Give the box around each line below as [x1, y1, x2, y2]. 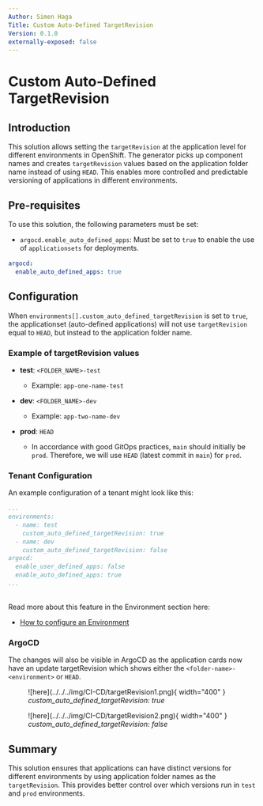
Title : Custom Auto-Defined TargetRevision [8, 21, 154, 29]
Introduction [8, 121, 71, 134]
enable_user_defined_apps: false [15, 562, 126, 571]
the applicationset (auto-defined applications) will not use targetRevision [8, 319, 247, 328]
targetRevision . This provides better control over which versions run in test [8, 780, 256, 790]
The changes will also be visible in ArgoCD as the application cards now [8, 655, 243, 664]
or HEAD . [56, 672, 81, 682]
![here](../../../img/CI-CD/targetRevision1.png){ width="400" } [28, 687, 227, 697]
